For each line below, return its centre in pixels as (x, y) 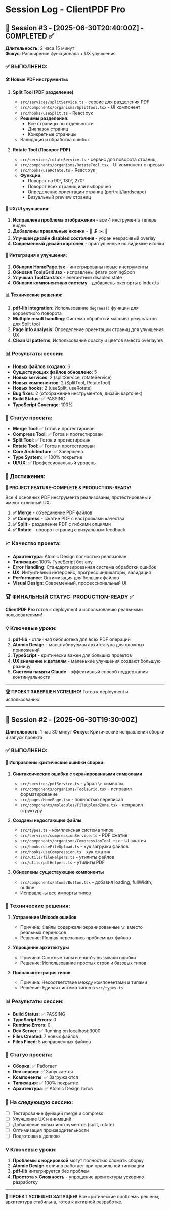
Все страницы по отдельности (60, 124)
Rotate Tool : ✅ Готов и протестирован (54, 446)
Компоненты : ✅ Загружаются (45, 1077)
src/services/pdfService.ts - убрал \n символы (72, 784)
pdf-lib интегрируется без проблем (51, 1171)
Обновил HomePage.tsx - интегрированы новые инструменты (80, 267)
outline (27, 888)
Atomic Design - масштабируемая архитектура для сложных (79, 644)
